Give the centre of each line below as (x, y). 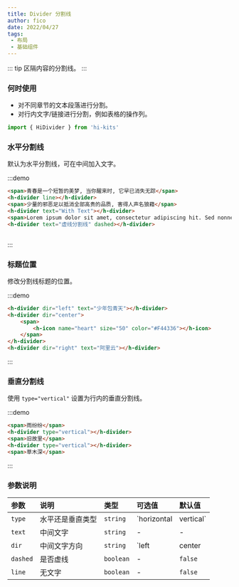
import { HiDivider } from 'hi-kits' (63, 128)
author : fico (27, 21)
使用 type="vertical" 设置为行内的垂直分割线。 (77, 398)
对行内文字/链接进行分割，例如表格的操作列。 (84, 114)
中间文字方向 (62, 546)
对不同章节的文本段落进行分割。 (64, 105)
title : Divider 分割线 (39, 14)
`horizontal (154, 519)
